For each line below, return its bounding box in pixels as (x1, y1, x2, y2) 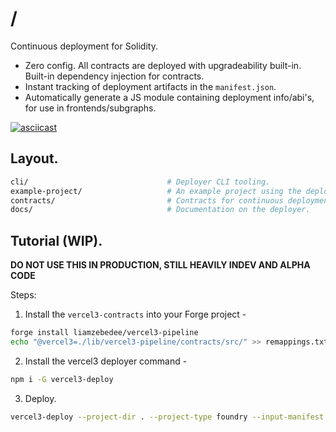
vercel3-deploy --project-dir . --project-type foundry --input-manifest (10, 412, 325, 422)
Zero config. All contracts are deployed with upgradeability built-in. (24, 59, 302, 71)
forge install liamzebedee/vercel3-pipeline (10, 328, 199, 338)
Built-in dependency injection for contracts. (24, 70, 205, 82)
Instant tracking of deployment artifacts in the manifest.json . (24, 80, 277, 92)
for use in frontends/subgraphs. (24, 102, 157, 114)
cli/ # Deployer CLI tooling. (10, 177, 271, 187)
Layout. (10, 150, 59, 167)
